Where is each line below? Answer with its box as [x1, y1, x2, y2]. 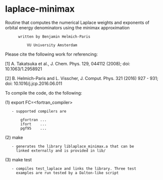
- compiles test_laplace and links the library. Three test [11, 166, 137, 171]
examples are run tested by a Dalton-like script [16, 170, 119, 175]
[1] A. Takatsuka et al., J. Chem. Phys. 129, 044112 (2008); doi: [5, 60, 130, 66]
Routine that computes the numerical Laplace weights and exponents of [5, 20, 150, 25]
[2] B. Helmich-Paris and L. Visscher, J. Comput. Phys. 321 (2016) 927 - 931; [5, 75, 159, 81]
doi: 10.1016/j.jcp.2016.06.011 [5, 80, 62, 86]
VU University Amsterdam [26, 42, 78, 47]
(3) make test [5, 157, 32, 162]
